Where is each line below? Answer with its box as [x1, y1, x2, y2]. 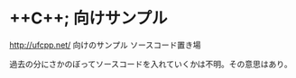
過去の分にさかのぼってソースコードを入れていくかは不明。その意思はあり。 [9, 58, 293, 69]
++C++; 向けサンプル [9, 8, 169, 29]
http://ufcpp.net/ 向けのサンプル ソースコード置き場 [9, 39, 201, 50]
